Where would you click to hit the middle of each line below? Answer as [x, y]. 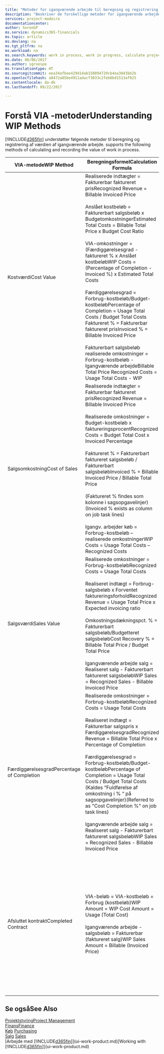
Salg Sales [16, 1036]
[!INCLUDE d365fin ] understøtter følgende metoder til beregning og [72, 140]
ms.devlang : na [20, 42]
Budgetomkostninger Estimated [121, 219]
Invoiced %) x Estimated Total [119, 274]
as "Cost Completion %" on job [121, 806]
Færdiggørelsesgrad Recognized [122, 732]
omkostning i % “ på [108, 794]
